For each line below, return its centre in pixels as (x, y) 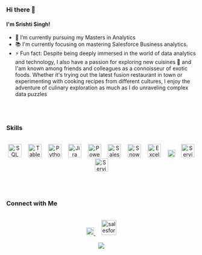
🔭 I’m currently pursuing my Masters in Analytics (75, 37)
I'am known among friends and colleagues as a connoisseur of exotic (101, 68)
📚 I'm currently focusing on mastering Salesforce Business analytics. (101, 44)
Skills (14, 128)
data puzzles (31, 94)
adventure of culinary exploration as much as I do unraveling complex (102, 88)
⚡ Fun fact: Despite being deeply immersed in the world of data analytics (105, 53)
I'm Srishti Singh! (28, 24)
